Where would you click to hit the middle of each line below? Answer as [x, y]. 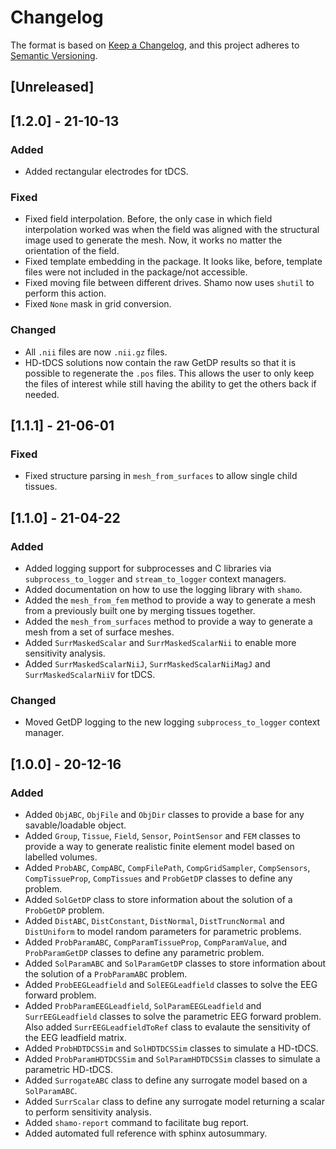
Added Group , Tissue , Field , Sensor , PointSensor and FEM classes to [162, 835]
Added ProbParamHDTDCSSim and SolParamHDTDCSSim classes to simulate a [172, 1058]
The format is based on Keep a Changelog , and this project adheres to [155, 45]
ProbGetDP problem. [64, 910]
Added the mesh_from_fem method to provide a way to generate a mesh [170, 600]
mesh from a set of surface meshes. [99, 632]
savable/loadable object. [75, 825]
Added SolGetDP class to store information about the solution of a [158, 899]
